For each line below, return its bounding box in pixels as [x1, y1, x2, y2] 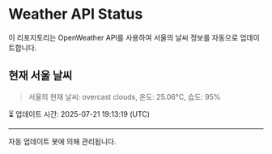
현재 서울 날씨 [8, 69, 73, 83]
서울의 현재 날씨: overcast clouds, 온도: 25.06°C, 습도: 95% [28, 92, 221, 101]
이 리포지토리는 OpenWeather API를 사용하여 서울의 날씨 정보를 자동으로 [8, 32, 239, 42]
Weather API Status [8, 5, 143, 24]
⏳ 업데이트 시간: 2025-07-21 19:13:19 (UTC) [8, 109, 151, 118]
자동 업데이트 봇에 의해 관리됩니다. [8, 136, 117, 146]
